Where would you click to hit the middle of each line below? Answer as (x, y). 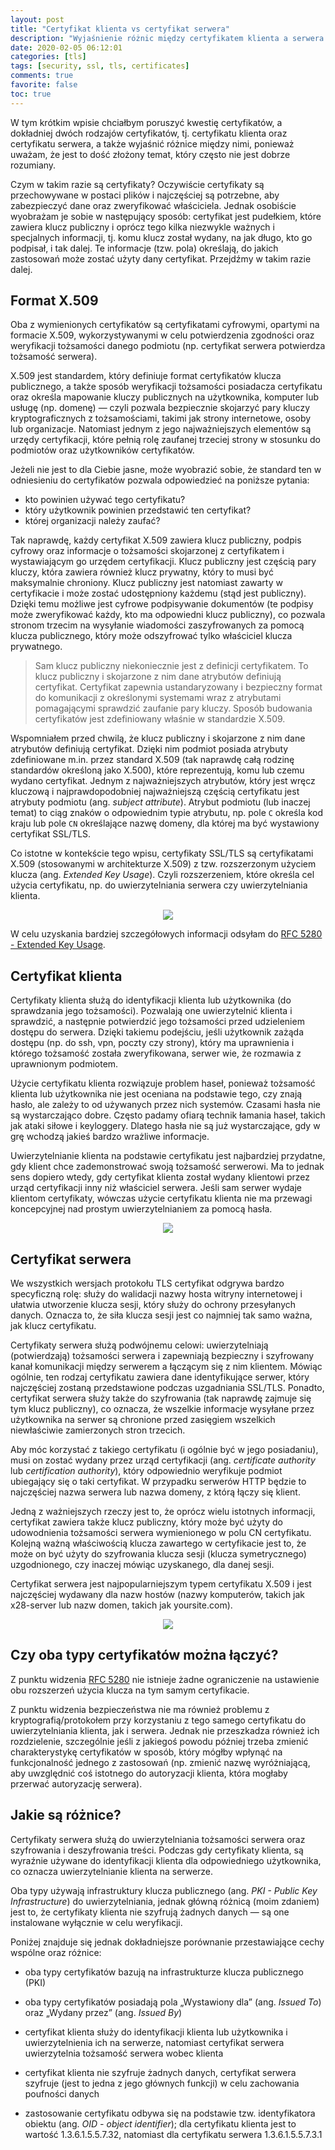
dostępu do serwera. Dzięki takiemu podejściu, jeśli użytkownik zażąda (157, 1032)
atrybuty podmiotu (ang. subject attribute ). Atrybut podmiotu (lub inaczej (160, 802)
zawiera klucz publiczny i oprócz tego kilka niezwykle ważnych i (142, 227)
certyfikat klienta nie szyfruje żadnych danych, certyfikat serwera (160, 2072)
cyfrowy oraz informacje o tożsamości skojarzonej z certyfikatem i (147, 551)
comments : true (42, 76)
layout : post (37, 19)
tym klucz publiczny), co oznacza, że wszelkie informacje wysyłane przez (162, 1409)
